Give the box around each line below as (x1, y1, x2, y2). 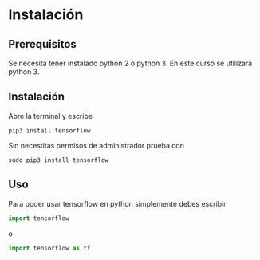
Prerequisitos (8, 37, 77, 51)
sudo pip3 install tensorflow (8, 156, 109, 164)
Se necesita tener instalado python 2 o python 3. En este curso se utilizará (8, 58, 253, 68)
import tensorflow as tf (8, 244, 91, 252)
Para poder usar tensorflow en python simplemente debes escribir (8, 199, 227, 208)
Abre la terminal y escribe (8, 111, 93, 120)
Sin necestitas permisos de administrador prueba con (8, 140, 185, 150)
